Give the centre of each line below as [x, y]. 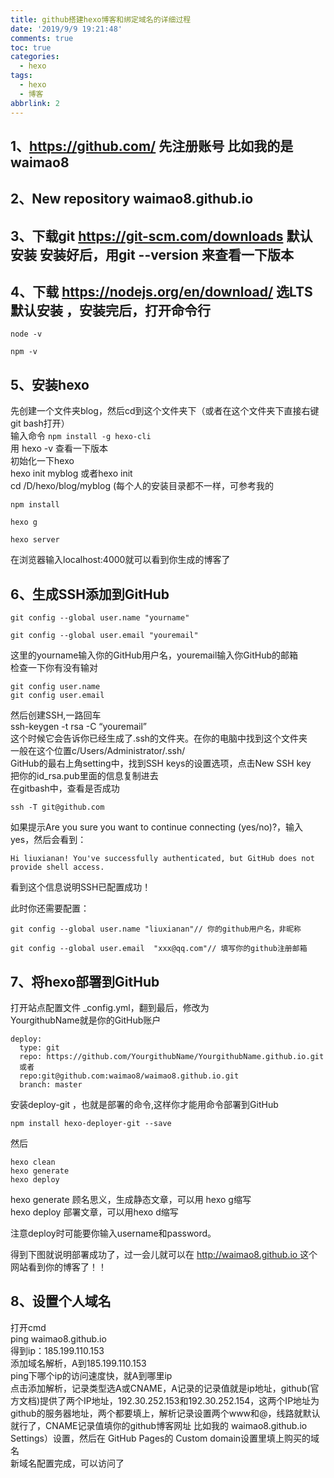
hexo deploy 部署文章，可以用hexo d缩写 [94, 1212]
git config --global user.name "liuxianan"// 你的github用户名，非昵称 [156, 929]
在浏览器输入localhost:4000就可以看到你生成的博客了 [120, 560]
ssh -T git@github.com [57, 807]
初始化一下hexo [42, 461]
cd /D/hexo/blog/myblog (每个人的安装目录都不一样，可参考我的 [142, 486]
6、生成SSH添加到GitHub [90, 594]
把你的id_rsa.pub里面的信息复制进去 [84, 776]
